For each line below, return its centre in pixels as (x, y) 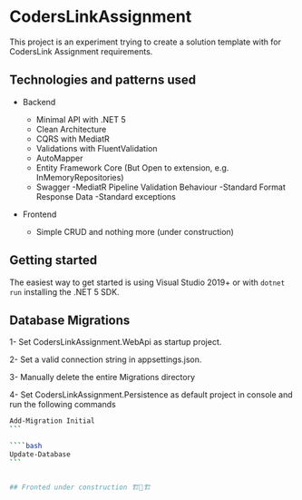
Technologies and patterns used (103, 80)
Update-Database (40, 455)
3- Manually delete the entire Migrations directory (102, 377)
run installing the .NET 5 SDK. (64, 291)
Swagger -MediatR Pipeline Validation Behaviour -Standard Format (161, 187)
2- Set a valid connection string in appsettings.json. (106, 359)
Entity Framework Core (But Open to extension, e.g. (132, 167)
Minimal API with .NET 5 (81, 119)
